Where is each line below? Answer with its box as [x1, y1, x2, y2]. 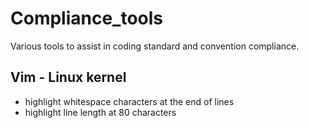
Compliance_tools [10, 7, 164, 30]
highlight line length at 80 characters [24, 106, 177, 118]
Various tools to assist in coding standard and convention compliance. [10, 40, 300, 52]
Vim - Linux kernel [10, 69, 127, 86]
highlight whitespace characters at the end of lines [24, 95, 235, 107]
